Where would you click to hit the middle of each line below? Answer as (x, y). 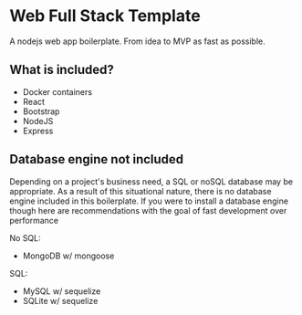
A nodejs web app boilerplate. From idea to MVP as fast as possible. (138, 41)
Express (38, 131)
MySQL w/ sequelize (62, 291)
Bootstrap (41, 111)
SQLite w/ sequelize (60, 300)
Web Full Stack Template (105, 16)
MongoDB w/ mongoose (68, 256)
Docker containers (57, 91)
